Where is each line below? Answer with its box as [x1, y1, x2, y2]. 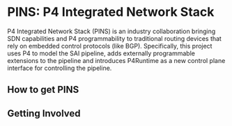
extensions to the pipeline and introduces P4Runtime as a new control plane [7, 56, 226, 64]
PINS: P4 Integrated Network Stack [7, 4, 215, 20]
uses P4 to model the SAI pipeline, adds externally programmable [7, 49, 195, 57]
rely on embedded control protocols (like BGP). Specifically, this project [7, 42, 212, 50]
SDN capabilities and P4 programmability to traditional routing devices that [7, 34, 222, 42]
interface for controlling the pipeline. [7, 64, 112, 72]
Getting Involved [7, 107, 81, 119]
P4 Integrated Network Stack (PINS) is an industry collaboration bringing [7, 27, 216, 35]
